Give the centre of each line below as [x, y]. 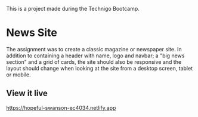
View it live [27, 93]
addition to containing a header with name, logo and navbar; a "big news [95, 56]
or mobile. [18, 75]
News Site [32, 33]
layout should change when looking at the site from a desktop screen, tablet [99, 68]
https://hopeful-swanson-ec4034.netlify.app [61, 107]
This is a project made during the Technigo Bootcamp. [73, 9]
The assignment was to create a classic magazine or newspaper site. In [94, 49]
